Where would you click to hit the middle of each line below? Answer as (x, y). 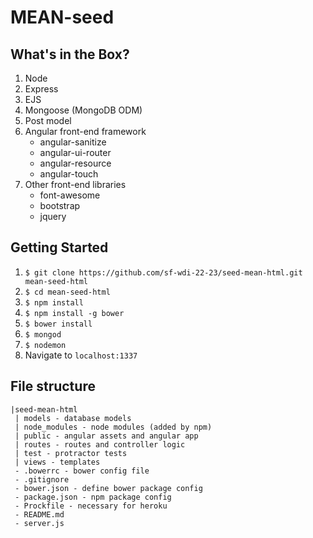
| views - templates (57, 462)
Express (41, 89)
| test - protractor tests (71, 453)
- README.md (39, 514)
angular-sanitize (73, 142)
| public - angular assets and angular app (106, 436)
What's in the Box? (70, 54)
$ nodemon (45, 345)
